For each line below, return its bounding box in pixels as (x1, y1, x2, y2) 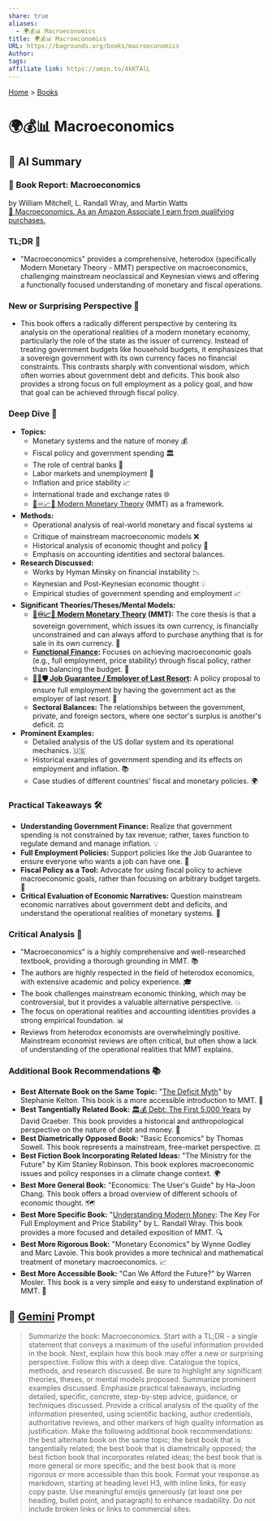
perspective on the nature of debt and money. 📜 (19, 1125, 181, 1135)
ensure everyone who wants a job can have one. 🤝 (19, 856, 189, 866)
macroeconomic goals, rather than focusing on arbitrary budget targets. (19, 874, 261, 883)
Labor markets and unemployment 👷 (32, 469, 154, 478)
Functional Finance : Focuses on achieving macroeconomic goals (32, 647, 252, 656)
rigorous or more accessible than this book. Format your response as (28, 1470, 260, 1480)
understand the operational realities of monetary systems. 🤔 (19, 908, 221, 917)
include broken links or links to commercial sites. (28, 1504, 192, 1514)
